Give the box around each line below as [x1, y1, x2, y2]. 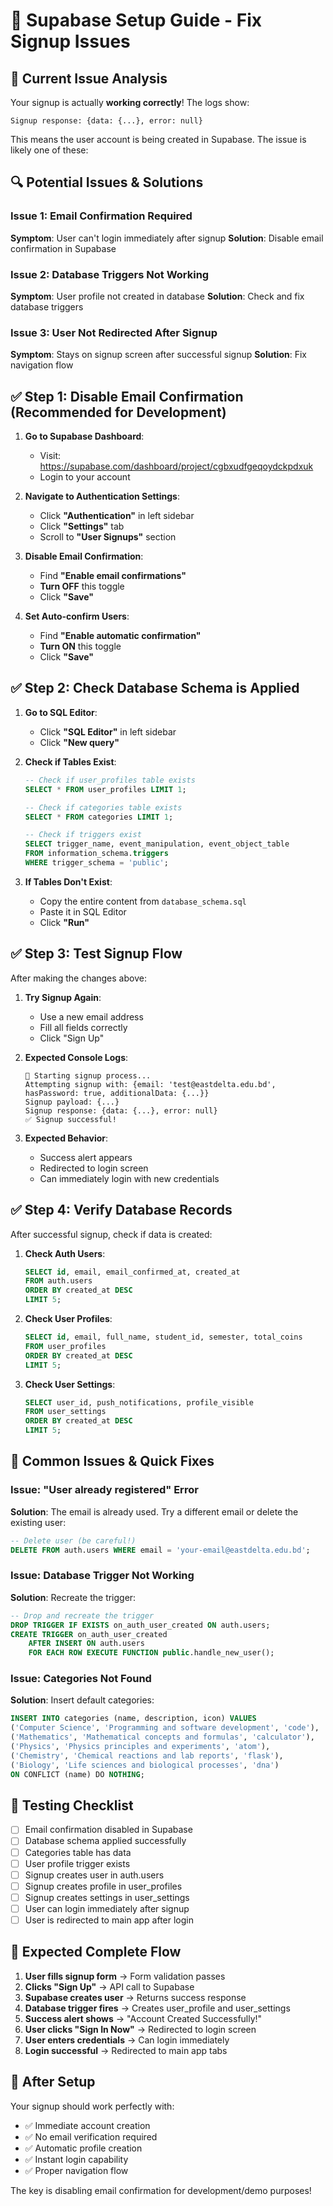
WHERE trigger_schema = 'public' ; [24, 858, 169, 868]
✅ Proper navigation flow [24, 2164, 129, 2176]
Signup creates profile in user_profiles [24, 1880, 183, 1892]
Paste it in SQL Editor [39, 905, 127, 918]
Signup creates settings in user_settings [24, 1891, 190, 1903]
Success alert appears [39, 1151, 133, 1163]
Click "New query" [39, 736, 120, 748]
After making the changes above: [10, 972, 147, 984]
